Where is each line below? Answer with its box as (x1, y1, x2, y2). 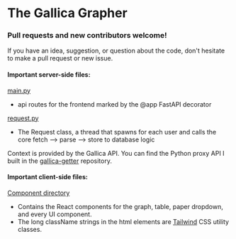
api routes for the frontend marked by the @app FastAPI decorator (17, 100, 212, 108)
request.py (7, 114, 39, 122)
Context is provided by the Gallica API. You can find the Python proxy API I (7, 149, 225, 157)
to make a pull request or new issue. (7, 54, 113, 63)
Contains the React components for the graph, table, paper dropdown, (17, 202, 223, 211)
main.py (7, 86, 30, 95)
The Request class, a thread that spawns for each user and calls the (17, 127, 217, 136)
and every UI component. (17, 210, 92, 218)
